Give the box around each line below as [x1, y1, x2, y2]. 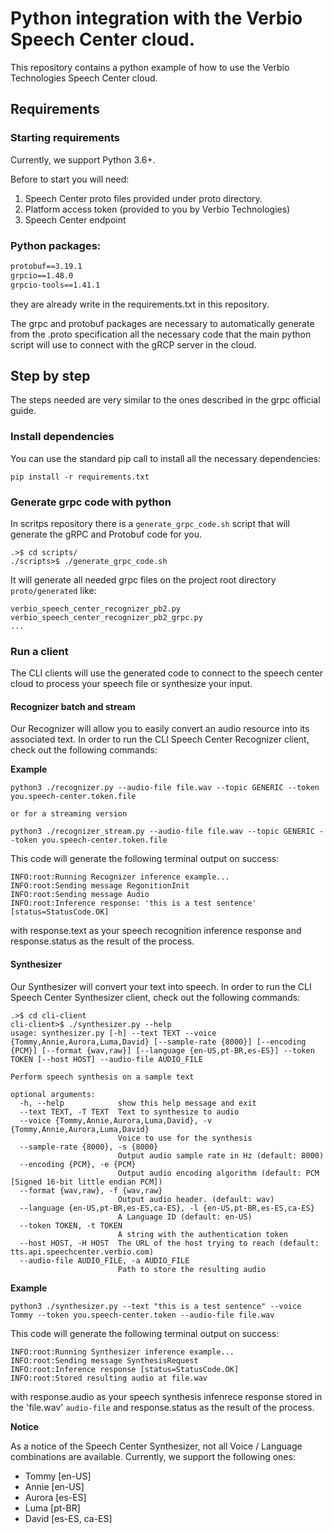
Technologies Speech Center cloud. [10, 72, 158, 84]
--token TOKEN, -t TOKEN [19, 1220, 123, 1231]
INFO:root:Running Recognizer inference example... [10, 872, 230, 882]
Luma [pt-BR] [24, 1502, 81, 1514]
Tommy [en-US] [24, 1470, 92, 1482]
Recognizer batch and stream [10, 700, 136, 712]
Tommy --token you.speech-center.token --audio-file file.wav [10, 1310, 275, 1320]
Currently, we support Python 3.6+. [10, 153, 156, 166]
